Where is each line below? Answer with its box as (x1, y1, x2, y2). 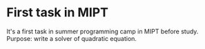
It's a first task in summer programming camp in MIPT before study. (6, 27, 199, 35)
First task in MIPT (6, 5, 108, 20)
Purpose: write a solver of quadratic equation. (6, 34, 137, 42)
